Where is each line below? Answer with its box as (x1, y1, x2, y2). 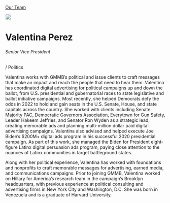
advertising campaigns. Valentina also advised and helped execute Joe (5, 128, 154, 134)
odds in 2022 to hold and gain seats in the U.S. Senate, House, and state (5, 101, 157, 107)
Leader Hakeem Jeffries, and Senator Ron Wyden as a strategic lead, (5, 117, 150, 123)
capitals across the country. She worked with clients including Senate (5, 107, 151, 113)
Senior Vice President (5, 48, 51, 55)
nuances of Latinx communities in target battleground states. (5, 150, 133, 156)
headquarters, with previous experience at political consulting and (5, 181, 144, 187)
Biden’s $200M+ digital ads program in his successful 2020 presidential (5, 133, 156, 140)
